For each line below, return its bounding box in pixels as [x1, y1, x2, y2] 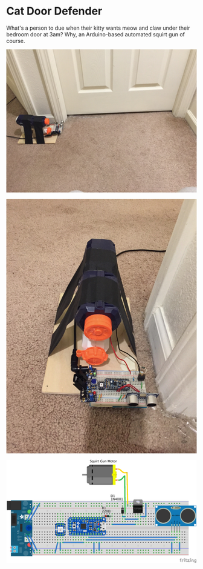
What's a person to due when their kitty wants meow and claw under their [6, 24, 190, 32]
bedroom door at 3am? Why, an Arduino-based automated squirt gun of [6, 30, 185, 38]
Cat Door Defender [6, 4, 103, 18]
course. [6, 37, 25, 44]
